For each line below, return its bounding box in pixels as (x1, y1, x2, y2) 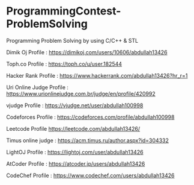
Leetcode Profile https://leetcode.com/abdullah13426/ (6, 125, 141, 132)
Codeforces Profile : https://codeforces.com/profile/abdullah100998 (6, 113, 175, 121)
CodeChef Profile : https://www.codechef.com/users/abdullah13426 (6, 172, 175, 179)
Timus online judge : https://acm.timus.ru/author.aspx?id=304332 (6, 137, 169, 144)
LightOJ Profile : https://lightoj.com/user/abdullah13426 (6, 148, 144, 155)
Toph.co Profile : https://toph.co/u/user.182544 (6, 60, 122, 67)
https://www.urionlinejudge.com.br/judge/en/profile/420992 (6, 90, 156, 97)
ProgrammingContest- (6, 4, 121, 18)
